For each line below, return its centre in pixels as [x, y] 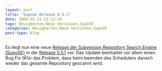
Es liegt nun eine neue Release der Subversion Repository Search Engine [81, 47]
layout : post [19, 10]
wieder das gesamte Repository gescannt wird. [54, 63]
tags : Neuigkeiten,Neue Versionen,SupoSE [49, 24]
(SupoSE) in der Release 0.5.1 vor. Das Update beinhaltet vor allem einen [80, 52]
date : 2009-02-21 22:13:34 [34, 19]
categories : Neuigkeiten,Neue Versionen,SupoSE [56, 28]
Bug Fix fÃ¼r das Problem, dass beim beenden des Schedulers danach [79, 58]
